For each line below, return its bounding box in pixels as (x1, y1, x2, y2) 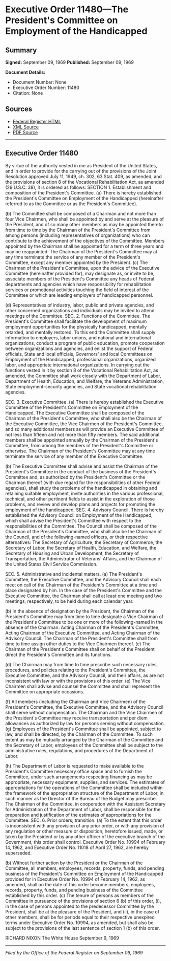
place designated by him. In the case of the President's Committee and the (5, 587, 162, 593)
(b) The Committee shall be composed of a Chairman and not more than (5, 210, 156, 216)
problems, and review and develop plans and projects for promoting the (5, 501, 156, 507)
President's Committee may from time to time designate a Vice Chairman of (5, 613, 164, 620)
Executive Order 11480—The (5, 4, 129, 15)
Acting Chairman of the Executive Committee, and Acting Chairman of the (5, 629, 160, 636)
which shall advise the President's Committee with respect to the (5, 517, 141, 523)
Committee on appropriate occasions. (5, 688, 84, 694)
